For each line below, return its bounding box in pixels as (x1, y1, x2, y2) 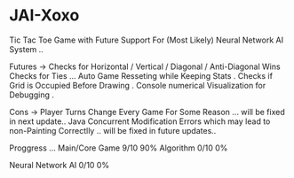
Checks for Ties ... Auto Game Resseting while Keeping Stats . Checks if (9, 70, 274, 81)
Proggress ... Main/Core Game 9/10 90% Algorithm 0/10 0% (9, 143, 228, 153)
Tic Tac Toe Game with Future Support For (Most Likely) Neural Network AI (9, 35, 284, 45)
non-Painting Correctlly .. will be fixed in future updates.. (9, 125, 217, 135)
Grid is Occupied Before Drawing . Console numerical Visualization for (9, 80, 266, 90)
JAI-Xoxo (9, 5, 80, 26)
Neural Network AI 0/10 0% (9, 159, 109, 170)
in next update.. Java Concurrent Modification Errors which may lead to (9, 116, 271, 127)
